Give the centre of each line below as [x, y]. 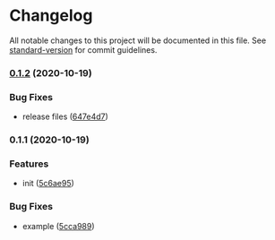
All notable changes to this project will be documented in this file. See [138, 40]
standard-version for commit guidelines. [83, 49]
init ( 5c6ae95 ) [48, 184]
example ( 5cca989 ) [59, 226]
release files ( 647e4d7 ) [65, 116]
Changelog [51, 16]
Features [29, 164]
